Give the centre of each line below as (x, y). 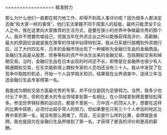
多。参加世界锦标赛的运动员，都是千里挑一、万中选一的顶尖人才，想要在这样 (83, 103)
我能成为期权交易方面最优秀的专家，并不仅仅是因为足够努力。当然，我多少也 (83, 90)
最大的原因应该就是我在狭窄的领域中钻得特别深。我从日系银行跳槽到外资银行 (83, 43)
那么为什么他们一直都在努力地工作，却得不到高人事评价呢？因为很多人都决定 (83, 18)
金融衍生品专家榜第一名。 (36, 80)
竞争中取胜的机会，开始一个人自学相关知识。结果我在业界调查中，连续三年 (81, 74)
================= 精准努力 (39, 7)
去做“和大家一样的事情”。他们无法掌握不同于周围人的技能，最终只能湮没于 (81, 24)
